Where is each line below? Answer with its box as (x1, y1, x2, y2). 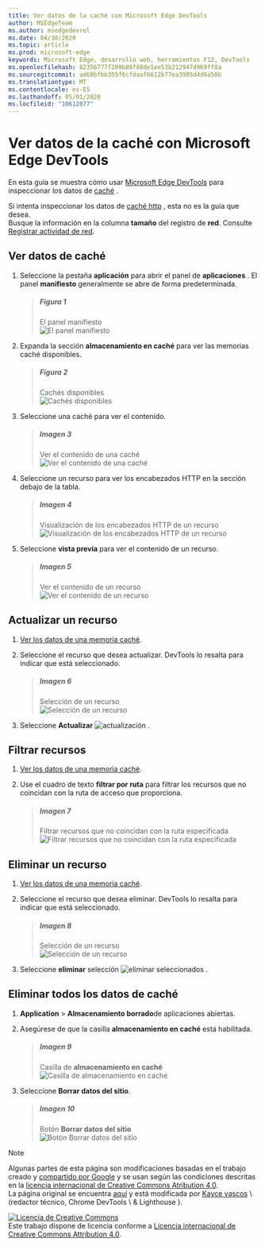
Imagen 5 (39, 562, 71, 571)
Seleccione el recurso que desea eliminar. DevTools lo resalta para (19, 894, 238, 904)
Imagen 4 (39, 500, 72, 510)
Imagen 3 (39, 429, 72, 439)
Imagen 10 (39, 1104, 75, 1113)
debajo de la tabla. (19, 482, 81, 491)
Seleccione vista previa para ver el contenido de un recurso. (19, 544, 219, 553)
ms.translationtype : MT (8, 78, 87, 86)
